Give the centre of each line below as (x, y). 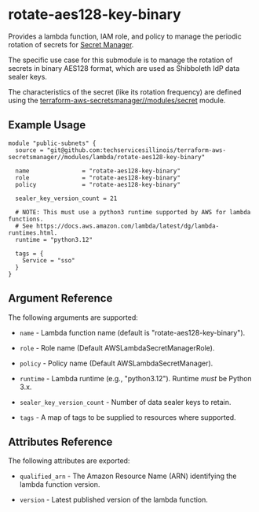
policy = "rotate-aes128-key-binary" (98, 184)
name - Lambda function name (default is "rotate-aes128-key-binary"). (132, 332)
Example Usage (47, 125)
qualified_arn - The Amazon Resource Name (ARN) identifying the (128, 476)
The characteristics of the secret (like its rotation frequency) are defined (125, 91)
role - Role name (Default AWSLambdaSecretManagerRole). (117, 347)
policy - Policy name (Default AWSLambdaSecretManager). (116, 363)
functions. (26, 219)
